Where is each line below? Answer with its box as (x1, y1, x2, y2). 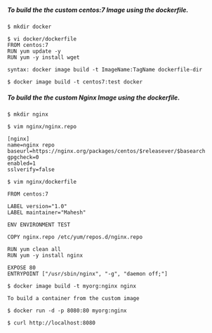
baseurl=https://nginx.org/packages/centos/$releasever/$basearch (7, 147, 206, 154)
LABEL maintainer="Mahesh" (7, 209, 86, 216)
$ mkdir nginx (7, 111, 49, 118)
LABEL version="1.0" (7, 203, 68, 210)
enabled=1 (7, 160, 37, 167)
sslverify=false (7, 165, 55, 173)
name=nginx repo (7, 141, 55, 149)
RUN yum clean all (7, 245, 61, 252)
